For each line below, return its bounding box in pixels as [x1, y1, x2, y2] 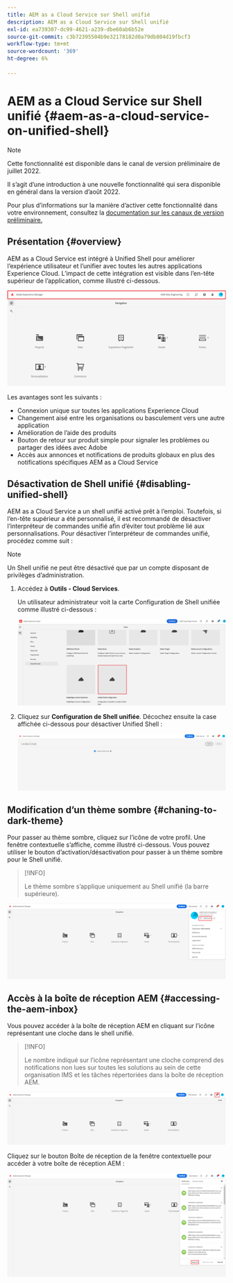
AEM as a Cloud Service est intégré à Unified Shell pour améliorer [7, 254, 196, 263]
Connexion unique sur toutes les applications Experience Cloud [17, 406, 199, 415]
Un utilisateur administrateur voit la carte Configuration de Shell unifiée [17, 598, 221, 606]
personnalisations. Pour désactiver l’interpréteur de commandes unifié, [7, 529, 210, 538]
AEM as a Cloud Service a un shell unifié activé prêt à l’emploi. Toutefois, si [7, 507, 222, 515]
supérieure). [24, 890, 60, 898]
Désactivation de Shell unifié [7, 478, 134, 490]
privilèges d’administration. [7, 571, 85, 579]
